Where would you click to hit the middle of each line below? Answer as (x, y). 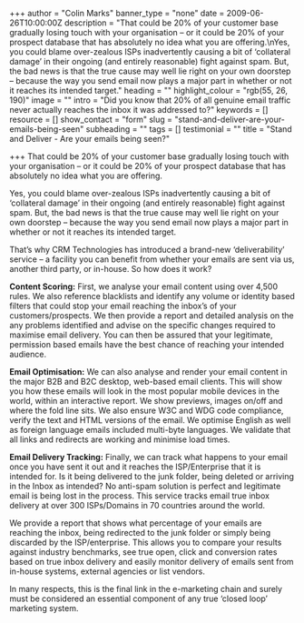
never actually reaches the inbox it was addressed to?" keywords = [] (139, 110)
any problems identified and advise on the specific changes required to (143, 325)
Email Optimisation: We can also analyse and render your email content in (148, 372)
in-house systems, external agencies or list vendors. (108, 571)
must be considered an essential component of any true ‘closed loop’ (138, 598)
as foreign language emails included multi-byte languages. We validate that (150, 430)
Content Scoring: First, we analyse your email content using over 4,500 (144, 286)
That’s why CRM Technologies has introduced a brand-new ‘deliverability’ (147, 250)
